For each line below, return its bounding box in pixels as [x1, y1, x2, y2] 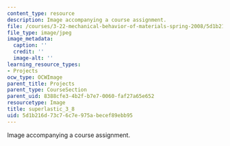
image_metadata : [7, 36, 53, 42]
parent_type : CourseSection [7, 86, 88, 93]
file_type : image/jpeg [7, 29, 72, 36]
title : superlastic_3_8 [7, 106, 75, 112]
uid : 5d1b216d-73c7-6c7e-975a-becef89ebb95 [7, 112, 133, 119]
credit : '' [13, 49, 44, 56]
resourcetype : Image [7, 99, 66, 106]
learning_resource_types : [7, 61, 81, 68]
